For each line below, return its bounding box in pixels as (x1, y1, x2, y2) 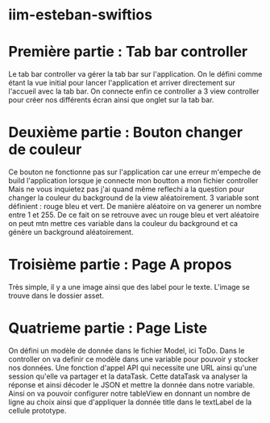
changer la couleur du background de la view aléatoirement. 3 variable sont (8, 193, 260, 203)
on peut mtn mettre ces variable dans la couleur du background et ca (8, 219, 239, 228)
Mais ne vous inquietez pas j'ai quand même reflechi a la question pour (8, 184, 245, 195)
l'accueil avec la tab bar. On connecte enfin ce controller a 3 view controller (8, 86, 260, 96)
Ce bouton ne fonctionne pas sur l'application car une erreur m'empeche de (8, 167, 261, 177)
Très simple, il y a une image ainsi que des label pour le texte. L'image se (8, 283, 250, 291)
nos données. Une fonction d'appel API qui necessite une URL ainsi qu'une (8, 362, 257, 372)
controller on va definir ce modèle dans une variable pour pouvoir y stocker (8, 354, 260, 364)
